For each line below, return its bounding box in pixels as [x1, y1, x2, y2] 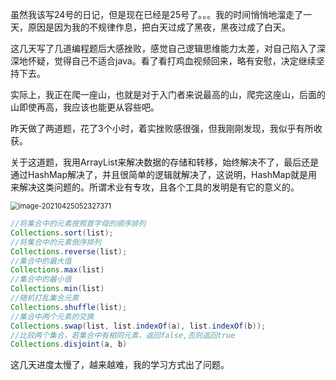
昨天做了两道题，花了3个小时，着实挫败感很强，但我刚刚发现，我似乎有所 [10, 123, 314, 134]
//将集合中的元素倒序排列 [10, 237, 102, 247]
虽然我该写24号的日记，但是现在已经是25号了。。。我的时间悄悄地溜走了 [10, 9, 304, 20]
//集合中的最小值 [10, 274, 72, 285]
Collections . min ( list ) [10, 284, 105, 294]
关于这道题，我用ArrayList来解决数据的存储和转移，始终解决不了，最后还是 [10, 156, 320, 168]
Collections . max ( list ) [10, 265, 105, 275]
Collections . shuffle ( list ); [10, 302, 128, 312]
